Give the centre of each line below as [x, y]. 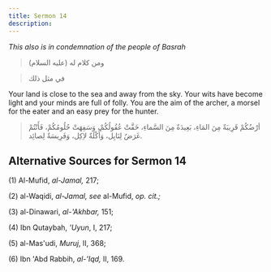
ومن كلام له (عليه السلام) [66, 63]
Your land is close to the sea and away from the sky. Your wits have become [136, 93]
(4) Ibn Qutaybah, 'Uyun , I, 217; [60, 227]
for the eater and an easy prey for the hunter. [84, 111]
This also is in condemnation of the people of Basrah [97, 46]
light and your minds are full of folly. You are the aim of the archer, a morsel [134, 102]
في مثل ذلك [46, 78]
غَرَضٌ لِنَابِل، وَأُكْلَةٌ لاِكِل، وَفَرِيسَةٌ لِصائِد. [85, 136]
